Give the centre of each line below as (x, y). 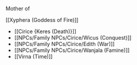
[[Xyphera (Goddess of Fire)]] (42, 20)
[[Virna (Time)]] (33, 56)
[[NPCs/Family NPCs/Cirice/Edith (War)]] (64, 44)
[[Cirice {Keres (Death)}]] (45, 31)
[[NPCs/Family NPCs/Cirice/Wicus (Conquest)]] (73, 38)
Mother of (18, 9)
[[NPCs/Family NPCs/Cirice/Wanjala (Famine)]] (72, 50)
